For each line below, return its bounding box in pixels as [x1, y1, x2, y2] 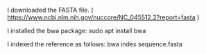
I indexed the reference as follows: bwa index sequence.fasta [7, 40, 182, 48]
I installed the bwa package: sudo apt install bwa [7, 27, 146, 35]
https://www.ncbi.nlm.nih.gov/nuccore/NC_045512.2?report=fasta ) [7, 13, 200, 21]
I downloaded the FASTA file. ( [7, 6, 94, 14]
